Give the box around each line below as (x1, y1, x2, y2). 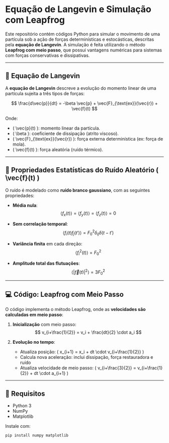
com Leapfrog (5, 14, 65, 26)
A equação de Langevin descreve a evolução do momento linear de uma (5, 85, 156, 91)
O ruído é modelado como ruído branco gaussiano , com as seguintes (5, 187, 150, 193)
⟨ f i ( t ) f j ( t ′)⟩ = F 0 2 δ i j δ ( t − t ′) (62, 229, 114, 237)
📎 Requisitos (5, 389, 45, 398)
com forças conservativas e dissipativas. (5, 52, 90, 58)
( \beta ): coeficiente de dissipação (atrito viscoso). (12, 130, 119, 137)
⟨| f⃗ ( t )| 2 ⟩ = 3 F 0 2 (71, 268, 106, 276)
